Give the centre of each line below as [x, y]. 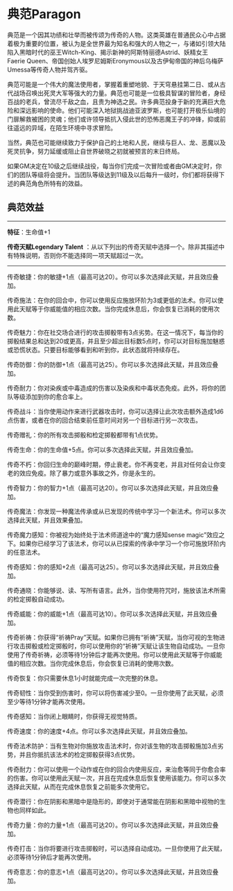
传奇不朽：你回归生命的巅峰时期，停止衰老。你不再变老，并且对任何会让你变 [116, 464]
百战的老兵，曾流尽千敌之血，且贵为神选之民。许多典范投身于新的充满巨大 [113, 101]
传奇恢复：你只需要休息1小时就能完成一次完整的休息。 [84, 678]
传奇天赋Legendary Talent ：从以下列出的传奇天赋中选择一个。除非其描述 [113, 247]
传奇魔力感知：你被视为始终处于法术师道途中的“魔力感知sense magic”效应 [113, 534]
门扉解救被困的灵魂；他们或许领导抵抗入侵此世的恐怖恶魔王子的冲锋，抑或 [113, 119]
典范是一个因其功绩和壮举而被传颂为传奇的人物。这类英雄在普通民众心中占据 [116, 35]
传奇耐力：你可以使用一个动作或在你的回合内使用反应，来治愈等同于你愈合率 [116, 769]
